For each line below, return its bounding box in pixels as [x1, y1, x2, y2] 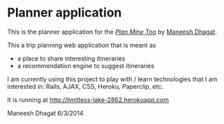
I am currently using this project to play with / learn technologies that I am [7, 74, 218, 83]
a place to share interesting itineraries [17, 54, 126, 63]
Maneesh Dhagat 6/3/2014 [7, 109, 84, 117]
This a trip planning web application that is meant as [7, 41, 156, 49]
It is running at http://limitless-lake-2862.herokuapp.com [7, 95, 169, 104]
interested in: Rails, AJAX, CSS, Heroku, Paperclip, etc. [7, 82, 164, 90]
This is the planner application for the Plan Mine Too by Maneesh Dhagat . [7, 28, 217, 36]
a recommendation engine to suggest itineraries [17, 61, 155, 70]
